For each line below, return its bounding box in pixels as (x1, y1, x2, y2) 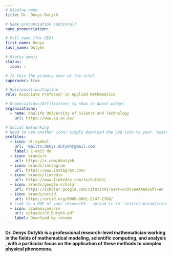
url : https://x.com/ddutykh (14, 158, 74, 163)
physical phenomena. (5, 246, 53, 252)
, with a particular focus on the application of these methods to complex (5, 241, 162, 246)
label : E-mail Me (14, 149, 52, 154)
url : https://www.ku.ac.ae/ (14, 115, 74, 121)
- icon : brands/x (10, 153, 47, 159)
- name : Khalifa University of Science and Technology (10, 111, 130, 116)
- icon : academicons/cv (10, 206, 60, 211)
